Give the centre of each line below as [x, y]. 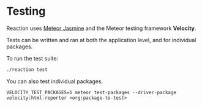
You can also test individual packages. [54, 81]
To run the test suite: [32, 58]
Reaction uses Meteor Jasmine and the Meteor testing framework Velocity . [101, 28]
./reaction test [27, 69]
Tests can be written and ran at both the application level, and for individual [101, 40]
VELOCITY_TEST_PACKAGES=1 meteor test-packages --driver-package [91, 92]
